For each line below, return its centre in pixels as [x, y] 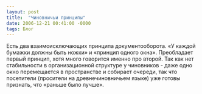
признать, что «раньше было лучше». [55, 85]
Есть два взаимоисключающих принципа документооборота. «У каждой [101, 46]
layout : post [23, 12]
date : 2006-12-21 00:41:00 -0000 [49, 23]
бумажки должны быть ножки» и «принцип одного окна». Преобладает [100, 53]
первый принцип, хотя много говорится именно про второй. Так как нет [100, 59]
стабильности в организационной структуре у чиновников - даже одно [99, 65]
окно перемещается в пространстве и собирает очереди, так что [92, 72]
